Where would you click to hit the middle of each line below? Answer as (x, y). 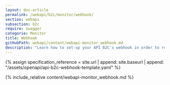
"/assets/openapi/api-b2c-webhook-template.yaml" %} (63, 67)
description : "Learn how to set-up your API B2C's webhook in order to (82, 48)
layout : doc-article (27, 10)
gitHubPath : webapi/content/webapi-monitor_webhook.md (64, 43)
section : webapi (22, 19)
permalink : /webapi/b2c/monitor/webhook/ (50, 15)
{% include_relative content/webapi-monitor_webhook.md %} (70, 77)
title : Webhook (21, 38)
